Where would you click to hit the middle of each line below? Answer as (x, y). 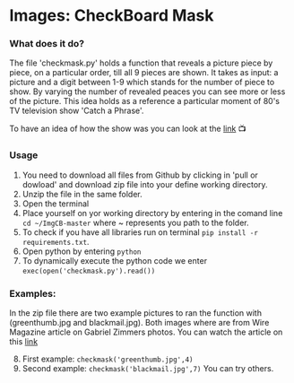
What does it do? (47, 44)
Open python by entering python (82, 251)
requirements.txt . (56, 241)
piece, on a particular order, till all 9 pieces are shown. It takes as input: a (144, 73)
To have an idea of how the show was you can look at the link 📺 (128, 129)
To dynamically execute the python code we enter (115, 260)
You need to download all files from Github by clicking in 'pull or (140, 175)
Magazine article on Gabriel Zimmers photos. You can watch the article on (146, 332)
